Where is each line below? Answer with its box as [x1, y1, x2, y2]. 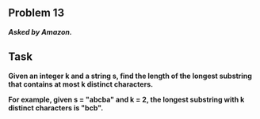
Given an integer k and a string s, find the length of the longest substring [8, 71, 252, 80]
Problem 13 [8, 6, 65, 20]
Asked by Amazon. [8, 27, 73, 36]
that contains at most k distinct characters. [8, 79, 153, 89]
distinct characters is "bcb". [8, 102, 104, 113]
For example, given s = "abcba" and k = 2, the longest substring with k [8, 95, 245, 104]
